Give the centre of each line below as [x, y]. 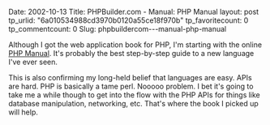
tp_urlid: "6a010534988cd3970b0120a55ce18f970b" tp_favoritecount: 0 [129, 20]
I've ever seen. [33, 62]
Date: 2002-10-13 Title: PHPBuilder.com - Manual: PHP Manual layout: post [134, 12]
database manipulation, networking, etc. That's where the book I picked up [134, 103]
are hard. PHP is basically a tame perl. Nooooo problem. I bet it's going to [131, 86]
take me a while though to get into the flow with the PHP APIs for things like [135, 95]
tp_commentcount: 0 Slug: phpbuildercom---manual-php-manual [118, 29]
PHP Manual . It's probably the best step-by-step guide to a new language [131, 53]
